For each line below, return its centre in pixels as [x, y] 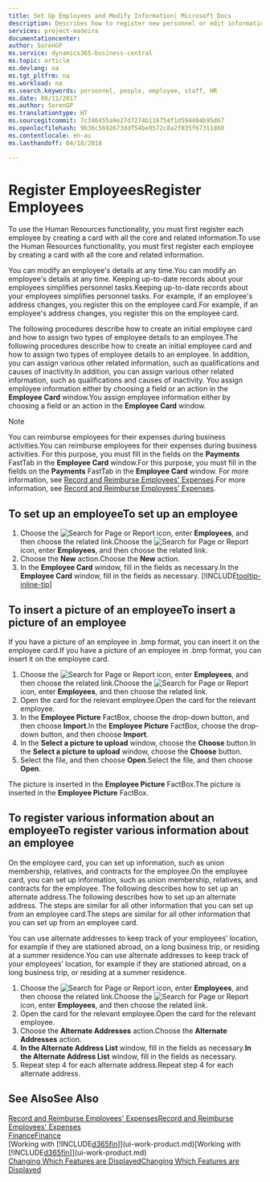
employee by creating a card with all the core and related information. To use [135, 238]
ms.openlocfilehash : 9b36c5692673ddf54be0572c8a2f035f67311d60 [117, 128]
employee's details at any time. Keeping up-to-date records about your [126, 279]
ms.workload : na [35, 83]
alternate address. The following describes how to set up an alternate [122, 897]
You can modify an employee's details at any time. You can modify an [123, 271]
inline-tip [35, 585]
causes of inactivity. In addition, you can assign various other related [121, 372]
